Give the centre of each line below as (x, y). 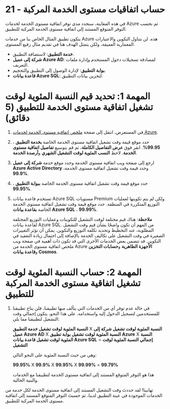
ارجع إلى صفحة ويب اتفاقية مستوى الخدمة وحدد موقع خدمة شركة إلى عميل (83, 162)
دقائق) (18, 118)
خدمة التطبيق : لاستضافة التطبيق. (43, 54)
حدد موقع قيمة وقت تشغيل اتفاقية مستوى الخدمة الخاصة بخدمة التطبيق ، (81, 142)
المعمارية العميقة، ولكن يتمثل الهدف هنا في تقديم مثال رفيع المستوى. (70, 44)
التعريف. (21, 65)
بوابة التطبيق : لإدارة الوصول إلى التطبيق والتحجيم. (59, 70)
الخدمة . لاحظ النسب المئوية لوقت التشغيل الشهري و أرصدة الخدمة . (75, 153)
